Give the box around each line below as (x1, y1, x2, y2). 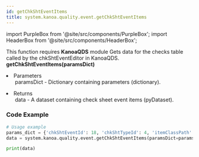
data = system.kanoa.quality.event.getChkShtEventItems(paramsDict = (6, 135, 179, 141)
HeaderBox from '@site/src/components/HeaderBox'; (6, 37, 137, 44)
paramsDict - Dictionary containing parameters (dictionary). (14, 78, 161, 86)
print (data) (6, 146, 36, 152)
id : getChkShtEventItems (6, 8, 68, 15)
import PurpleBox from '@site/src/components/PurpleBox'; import (6, 30, 168, 37)
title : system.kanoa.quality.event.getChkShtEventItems (6, 14, 147, 20)
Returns (14, 90, 33, 97)
